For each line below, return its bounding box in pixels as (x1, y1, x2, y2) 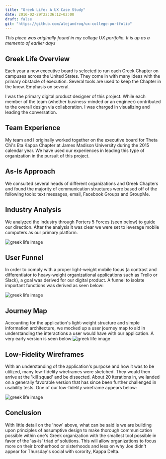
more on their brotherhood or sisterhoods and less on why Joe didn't (5, 443, 147, 449)
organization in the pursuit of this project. (5, 153, 90, 158)
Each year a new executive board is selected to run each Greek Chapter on (5, 68, 159, 74)
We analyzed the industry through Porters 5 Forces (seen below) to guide (5, 219, 156, 225)
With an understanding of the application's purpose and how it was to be (5, 363, 155, 369)
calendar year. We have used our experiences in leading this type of (5, 148, 145, 153)
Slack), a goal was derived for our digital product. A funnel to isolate (5, 277, 145, 283)
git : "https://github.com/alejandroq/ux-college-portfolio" (5, 21, 133, 26)
